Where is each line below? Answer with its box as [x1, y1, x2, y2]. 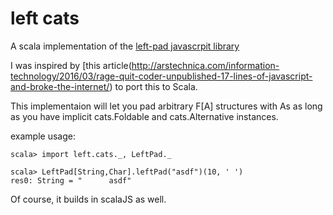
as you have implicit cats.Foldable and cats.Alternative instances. [10, 110, 279, 122]
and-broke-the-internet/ [10, 80, 110, 92]
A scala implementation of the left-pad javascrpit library [10, 40, 240, 52]
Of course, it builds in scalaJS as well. [10, 193, 167, 205]
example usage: [10, 130, 76, 142]
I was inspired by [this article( [10, 59, 132, 71]
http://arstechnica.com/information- [131, 59, 280, 71]
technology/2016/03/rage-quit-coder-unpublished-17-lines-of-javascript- [10, 70, 313, 82]
